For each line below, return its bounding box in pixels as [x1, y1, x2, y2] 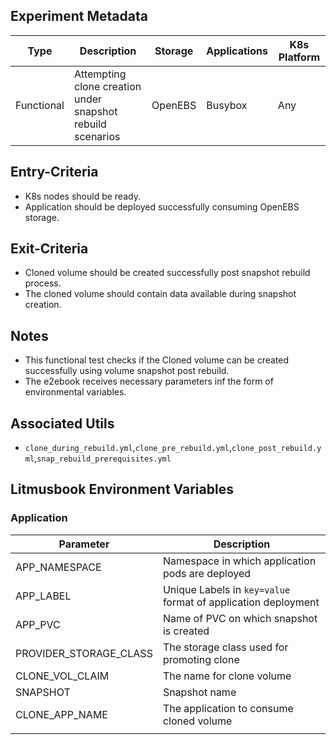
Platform [278, 50, 321, 64]
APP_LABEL [15, 589, 72, 603]
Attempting [73, 67, 127, 81]
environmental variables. [24, 386, 127, 398]
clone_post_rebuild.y [231, 444, 322, 454]
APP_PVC [15, 617, 61, 631]
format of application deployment [162, 595, 320, 609]
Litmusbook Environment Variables [10, 481, 234, 498]
